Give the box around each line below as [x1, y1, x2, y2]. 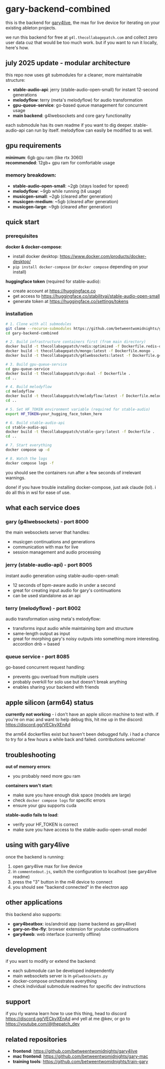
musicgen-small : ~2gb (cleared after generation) [12, 193, 113, 199]
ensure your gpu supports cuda [12, 802, 77, 808]
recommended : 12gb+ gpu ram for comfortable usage [5, 160, 115, 165]
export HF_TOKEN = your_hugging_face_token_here [5, 411, 102, 417]
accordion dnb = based [12, 641, 60, 647]
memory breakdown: [5, 172, 57, 179]
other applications [5, 898, 63, 906]
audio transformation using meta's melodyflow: [5, 616, 101, 622]
